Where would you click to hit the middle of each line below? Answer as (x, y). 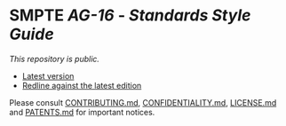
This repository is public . (55, 59)
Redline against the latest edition (82, 85)
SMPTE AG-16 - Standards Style (130, 16)
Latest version (48, 75)
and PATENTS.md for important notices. (82, 112)
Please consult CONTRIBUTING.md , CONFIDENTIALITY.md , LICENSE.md (143, 102)
